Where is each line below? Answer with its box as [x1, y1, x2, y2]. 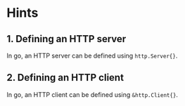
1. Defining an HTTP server [6, 33, 127, 45]
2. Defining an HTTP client [6, 72, 125, 84]
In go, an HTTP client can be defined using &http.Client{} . [6, 90, 179, 99]
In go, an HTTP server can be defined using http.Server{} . [6, 51, 178, 60]
